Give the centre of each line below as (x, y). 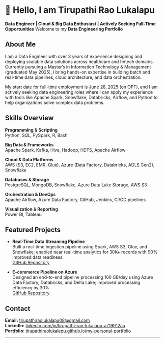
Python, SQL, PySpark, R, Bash (36, 135)
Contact (18, 308)
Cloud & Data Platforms (29, 159)
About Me (20, 45)
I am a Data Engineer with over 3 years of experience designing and (74, 56)
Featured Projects (33, 229)
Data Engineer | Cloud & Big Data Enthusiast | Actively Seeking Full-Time (81, 24)
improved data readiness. (38, 257)
